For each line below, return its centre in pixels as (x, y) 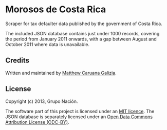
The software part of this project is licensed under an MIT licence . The (80, 111)
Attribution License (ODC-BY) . (37, 122)
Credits (17, 61)
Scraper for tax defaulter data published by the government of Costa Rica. (84, 24)
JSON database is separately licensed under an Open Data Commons (79, 117)
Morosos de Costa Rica (56, 9)
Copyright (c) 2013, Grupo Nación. (42, 101)
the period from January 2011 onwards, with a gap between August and (81, 39)
